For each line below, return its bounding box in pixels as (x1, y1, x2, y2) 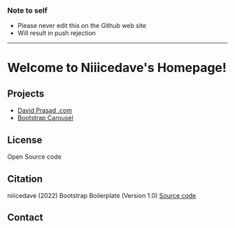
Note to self (7, 6, 48, 15)
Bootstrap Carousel (17, 114, 73, 122)
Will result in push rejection (17, 29, 97, 37)
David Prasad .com (17, 106, 72, 115)
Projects (7, 87, 45, 99)
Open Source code (7, 152, 62, 161)
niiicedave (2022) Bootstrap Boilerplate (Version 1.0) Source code (7, 191, 197, 199)
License (7, 134, 43, 145)
